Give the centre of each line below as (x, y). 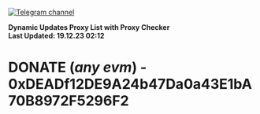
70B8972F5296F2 (69, 101)
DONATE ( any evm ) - (78, 68)
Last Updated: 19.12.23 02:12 (56, 36)
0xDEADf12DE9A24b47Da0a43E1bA (130, 85)
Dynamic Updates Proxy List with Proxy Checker (89, 27)
